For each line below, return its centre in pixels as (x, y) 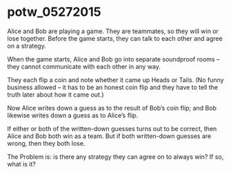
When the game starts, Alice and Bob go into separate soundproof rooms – (113, 59)
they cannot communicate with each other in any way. (84, 66)
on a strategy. (27, 46)
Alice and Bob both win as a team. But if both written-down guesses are (109, 136)
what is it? (21, 164)
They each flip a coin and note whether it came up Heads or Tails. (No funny (115, 79)
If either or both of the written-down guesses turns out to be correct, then (112, 128)
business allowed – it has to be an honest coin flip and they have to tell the (113, 87)
